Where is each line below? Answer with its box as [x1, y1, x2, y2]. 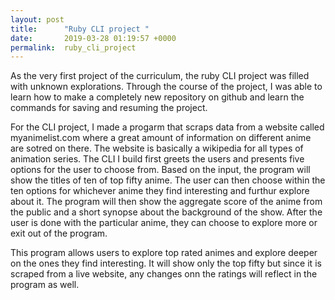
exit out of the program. [10, 227, 108, 240]
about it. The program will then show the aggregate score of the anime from [10, 196, 323, 208]
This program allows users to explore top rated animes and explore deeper [10, 247, 318, 259]
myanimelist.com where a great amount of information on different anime [10, 132, 312, 144]
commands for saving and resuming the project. [10, 102, 208, 114]
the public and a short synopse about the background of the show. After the [10, 206, 323, 218]
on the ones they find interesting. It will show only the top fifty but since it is [10, 257, 322, 270]
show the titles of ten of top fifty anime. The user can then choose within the [10, 174, 326, 186]
